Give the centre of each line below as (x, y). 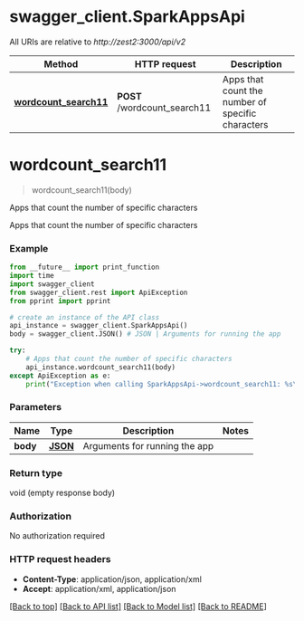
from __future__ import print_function (85, 268)
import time (32, 276)
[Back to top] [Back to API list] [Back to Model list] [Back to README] (138, 606)
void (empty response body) (62, 493)
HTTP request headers (60, 559)
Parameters (35, 407)
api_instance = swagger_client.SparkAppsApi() (99, 326)
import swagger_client (52, 284)
